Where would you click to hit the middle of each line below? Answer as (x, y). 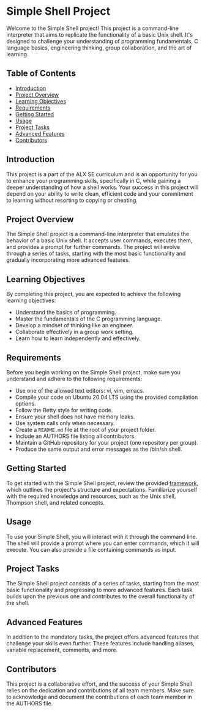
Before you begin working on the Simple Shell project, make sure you (93, 372)
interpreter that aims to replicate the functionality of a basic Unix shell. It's (99, 34)
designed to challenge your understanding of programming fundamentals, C (102, 41)
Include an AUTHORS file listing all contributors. (76, 436)
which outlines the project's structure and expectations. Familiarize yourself (102, 489)
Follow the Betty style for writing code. (64, 410)
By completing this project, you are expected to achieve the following (94, 294)
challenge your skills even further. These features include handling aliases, (100, 643)
